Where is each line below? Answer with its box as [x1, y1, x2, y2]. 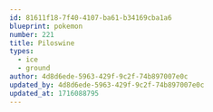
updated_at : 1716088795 [9, 89, 100, 98]
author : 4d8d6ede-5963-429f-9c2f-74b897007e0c [9, 72, 189, 81]
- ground [17, 64, 51, 73]
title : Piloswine [9, 38, 75, 48]
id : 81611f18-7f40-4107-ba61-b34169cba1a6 [9, 13, 172, 23]
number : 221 [9, 30, 54, 39]
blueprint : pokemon [9, 22, 83, 31]
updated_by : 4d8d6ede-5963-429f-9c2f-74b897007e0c [9, 80, 205, 89]
